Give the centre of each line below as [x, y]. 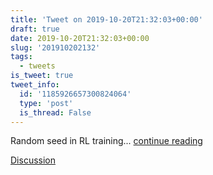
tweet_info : [35, 85]
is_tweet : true [42, 76]
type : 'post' [46, 103]
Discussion [33, 160]
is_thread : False [55, 112]
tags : [21, 57]
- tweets [37, 66]
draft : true [35, 29]
